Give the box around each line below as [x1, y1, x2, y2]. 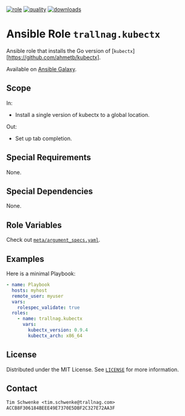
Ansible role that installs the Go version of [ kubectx [6, 47, 133, 54]
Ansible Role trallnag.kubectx [6, 27, 161, 41]
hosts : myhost [12, 287, 47, 294]
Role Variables [6, 220, 62, 230]
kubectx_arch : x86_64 [28, 333, 83, 339]
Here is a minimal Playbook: [6, 270, 76, 277]
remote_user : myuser [12, 293, 64, 299]
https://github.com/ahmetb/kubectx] [8, 54, 99, 61]
